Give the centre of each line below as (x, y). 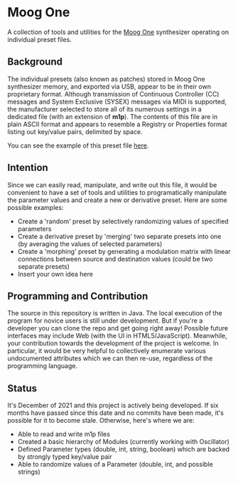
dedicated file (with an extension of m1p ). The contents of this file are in (113, 116)
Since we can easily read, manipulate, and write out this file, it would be (112, 184)
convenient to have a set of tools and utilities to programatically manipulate (117, 192)
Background (35, 62)
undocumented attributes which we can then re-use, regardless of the (110, 358)
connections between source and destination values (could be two (115, 259)
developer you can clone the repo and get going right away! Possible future (118, 328)
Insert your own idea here (55, 274)
